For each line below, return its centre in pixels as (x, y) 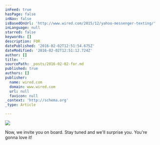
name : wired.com (26, 82)
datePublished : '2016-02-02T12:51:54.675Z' (50, 46)
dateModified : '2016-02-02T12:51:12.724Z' (49, 50)
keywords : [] (18, 37)
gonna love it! (19, 137)
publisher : (16, 78)
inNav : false (18, 19)
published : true (21, 69)
